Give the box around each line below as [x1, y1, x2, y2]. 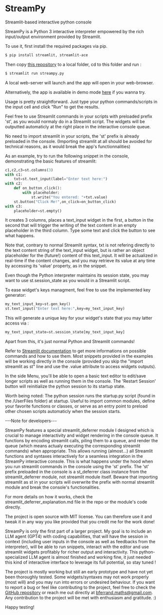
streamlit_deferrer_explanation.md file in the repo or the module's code [5, 499, 147, 505]
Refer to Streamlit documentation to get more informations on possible [5, 348, 146, 354]
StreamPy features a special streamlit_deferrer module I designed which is [5, 428, 154, 433]
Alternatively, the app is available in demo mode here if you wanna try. [5, 89, 146, 95]
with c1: [5, 172, 23, 177]
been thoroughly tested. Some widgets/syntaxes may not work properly [5, 574, 149, 580]
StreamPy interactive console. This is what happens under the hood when [5, 458, 153, 464]
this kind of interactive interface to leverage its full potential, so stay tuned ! [5, 559, 156, 565]
